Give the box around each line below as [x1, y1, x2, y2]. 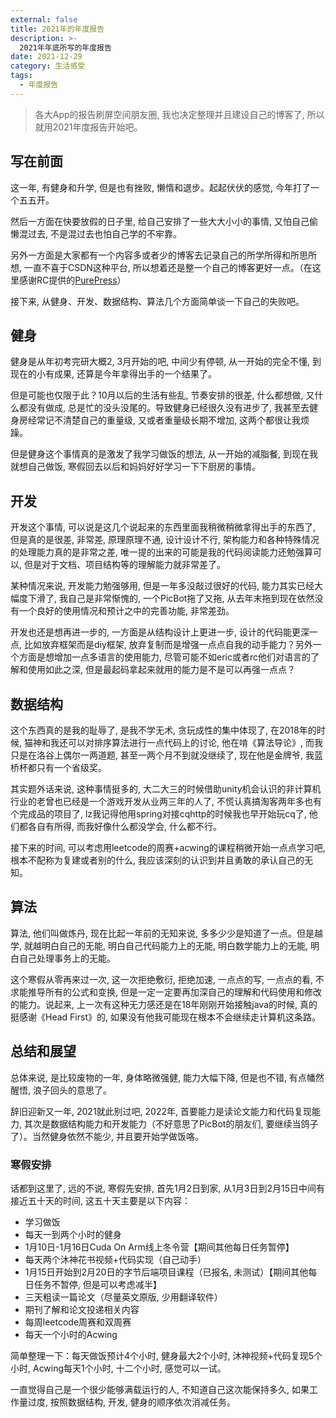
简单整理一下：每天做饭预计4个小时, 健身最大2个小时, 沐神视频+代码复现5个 [10, 1349, 323, 1361]
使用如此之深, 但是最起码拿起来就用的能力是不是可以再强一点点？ [27, 664, 296, 676]
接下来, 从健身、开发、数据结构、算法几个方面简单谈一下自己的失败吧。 [10, 295, 305, 307]
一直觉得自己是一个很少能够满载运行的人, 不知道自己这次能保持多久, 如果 [10, 1383, 310, 1395]
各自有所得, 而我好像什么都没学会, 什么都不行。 [27, 821, 222, 832]
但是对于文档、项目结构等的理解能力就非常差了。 [23, 559, 226, 571]
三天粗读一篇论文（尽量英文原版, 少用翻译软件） [24, 1291, 223, 1303]
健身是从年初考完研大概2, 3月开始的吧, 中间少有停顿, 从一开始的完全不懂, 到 [10, 356, 322, 368]
